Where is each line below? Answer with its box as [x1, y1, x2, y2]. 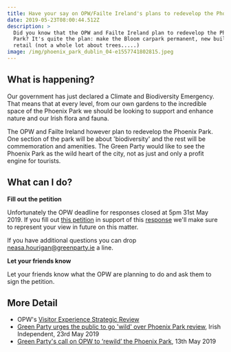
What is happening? [7, 74, 95, 86]
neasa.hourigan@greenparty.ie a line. [7, 243, 113, 252]
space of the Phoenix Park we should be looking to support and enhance [7, 107, 214, 115]
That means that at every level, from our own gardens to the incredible [7, 99, 207, 107]
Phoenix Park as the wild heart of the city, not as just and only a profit [7, 149, 204, 157]
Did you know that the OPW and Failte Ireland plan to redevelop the [13, 29, 217, 36]
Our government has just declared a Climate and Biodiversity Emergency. [7, 92, 214, 100]
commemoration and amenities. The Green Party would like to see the [7, 142, 205, 150]
